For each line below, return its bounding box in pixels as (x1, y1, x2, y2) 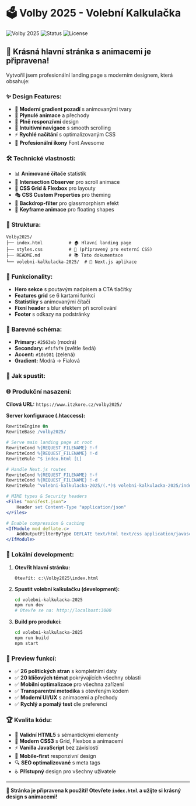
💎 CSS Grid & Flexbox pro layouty (14, 185, 96, 192)
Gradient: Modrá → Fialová (14, 357, 80, 364)
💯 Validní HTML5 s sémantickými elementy (14, 732, 118, 739)
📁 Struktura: (6, 221, 41, 229)
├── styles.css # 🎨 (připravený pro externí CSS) (6, 246, 153, 252)
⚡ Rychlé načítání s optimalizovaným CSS (14, 131, 116, 138)
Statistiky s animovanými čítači (14, 298, 90, 305)
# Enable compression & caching (6, 520, 85, 526)
